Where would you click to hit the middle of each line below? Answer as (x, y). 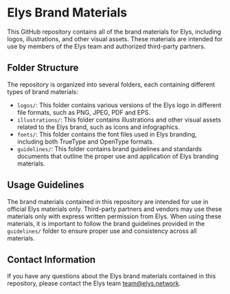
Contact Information (51, 259)
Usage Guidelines (46, 185)
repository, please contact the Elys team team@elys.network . (94, 284)
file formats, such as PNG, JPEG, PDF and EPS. (84, 112)
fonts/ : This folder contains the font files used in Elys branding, (107, 134)
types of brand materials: (43, 91)
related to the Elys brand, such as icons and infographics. (98, 127)
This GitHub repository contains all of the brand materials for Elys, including (114, 32)
